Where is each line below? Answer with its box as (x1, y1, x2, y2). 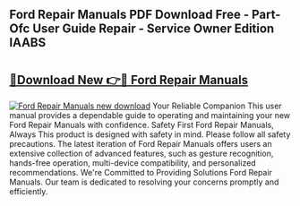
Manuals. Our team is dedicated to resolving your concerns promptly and (9, 176, 279, 187)
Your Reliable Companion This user (151, 100, 282, 111)
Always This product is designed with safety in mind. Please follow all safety (9, 129, 291, 140)
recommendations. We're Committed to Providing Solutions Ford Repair (9, 167, 273, 177)
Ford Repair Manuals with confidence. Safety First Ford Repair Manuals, (9, 120, 275, 130)
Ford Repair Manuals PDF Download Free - (9, 7, 249, 22)
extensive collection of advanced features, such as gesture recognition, (9, 148, 274, 159)
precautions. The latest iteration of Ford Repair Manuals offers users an (9, 139, 272, 149)
